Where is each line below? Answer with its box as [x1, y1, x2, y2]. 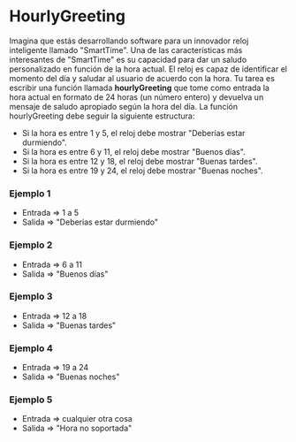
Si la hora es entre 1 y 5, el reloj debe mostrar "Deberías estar [21, 127, 246, 138]
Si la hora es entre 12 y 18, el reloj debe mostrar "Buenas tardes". [21, 156, 258, 166]
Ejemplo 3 [9, 290, 53, 302]
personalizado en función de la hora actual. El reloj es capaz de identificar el [9, 64, 287, 74]
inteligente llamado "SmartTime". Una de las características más [9, 44, 243, 55]
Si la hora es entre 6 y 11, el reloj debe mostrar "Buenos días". [21, 146, 246, 156]
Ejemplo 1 [9, 187, 51, 200]
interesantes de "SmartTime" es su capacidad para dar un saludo [9, 54, 247, 65]
